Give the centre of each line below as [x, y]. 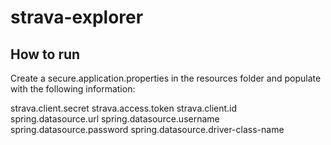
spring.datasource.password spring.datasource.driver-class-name [147, 129]
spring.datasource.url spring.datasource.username [115, 119]
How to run [45, 54]
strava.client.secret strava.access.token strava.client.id [124, 108]
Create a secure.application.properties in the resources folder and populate [166, 78]
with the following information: [73, 89]
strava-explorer [77, 17]
